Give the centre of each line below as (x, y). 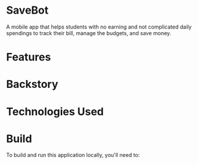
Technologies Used (55, 111)
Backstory (32, 84)
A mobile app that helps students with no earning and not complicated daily (99, 27)
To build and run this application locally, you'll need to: (73, 155)
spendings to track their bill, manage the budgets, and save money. (89, 33)
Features (29, 57)
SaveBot (27, 10)
